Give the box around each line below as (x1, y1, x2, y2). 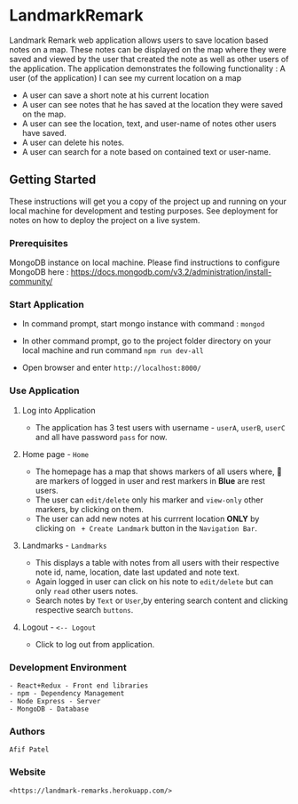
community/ (9, 277, 53, 287)
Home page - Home (21, 448, 90, 459)
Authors (9, 725, 46, 737)
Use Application (9, 384, 80, 397)
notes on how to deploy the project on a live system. (9, 214, 200, 225)
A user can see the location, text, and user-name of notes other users (21, 117, 277, 129)
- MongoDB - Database (9, 704, 90, 713)
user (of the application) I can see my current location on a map (9, 72, 242, 83)
